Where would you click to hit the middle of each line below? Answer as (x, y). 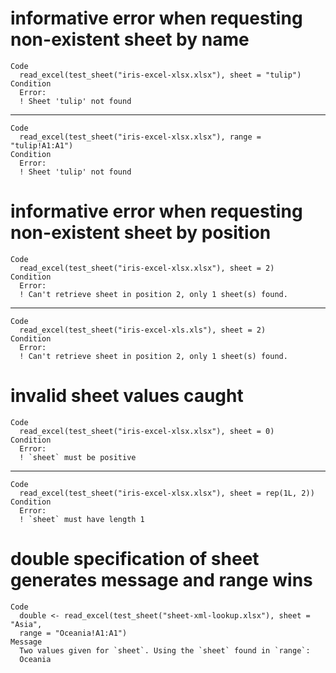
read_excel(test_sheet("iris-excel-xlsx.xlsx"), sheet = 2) (147, 268)
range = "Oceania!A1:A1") (73, 633)
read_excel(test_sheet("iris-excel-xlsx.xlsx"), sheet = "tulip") (160, 75)
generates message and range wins (161, 580)
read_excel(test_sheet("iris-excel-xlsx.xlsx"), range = (140, 137)
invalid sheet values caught (127, 396)
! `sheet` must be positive (78, 457)
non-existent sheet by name (130, 39)
